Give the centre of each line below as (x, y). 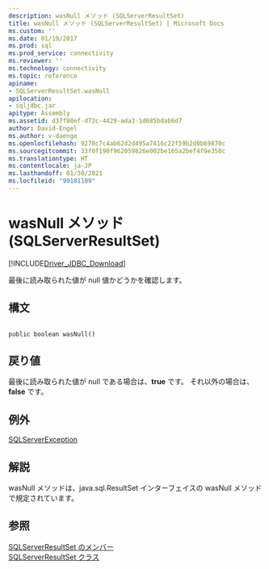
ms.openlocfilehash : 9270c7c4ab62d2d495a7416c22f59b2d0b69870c (117, 143)
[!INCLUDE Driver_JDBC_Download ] (67, 263)
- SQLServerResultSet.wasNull (59, 91)
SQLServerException (43, 440)
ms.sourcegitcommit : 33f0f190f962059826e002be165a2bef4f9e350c (117, 151)
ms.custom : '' (32, 31)
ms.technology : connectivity (57, 69)
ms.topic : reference (43, 76)
